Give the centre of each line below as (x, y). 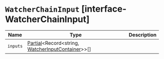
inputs (15, 46)
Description (143, 35)
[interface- (104, 9)
